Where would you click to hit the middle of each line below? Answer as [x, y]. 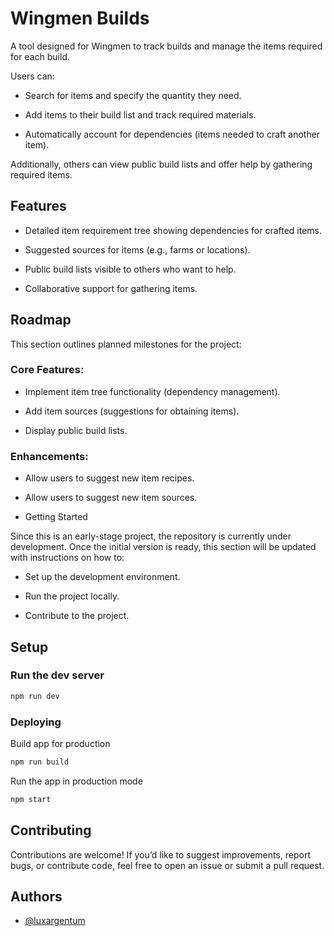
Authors [36, 896]
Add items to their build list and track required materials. [140, 114]
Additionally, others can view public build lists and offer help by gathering [161, 164]
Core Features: [47, 370]
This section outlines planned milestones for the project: [126, 344]
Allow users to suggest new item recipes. [109, 478]
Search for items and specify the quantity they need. [133, 95]
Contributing [51, 830]
